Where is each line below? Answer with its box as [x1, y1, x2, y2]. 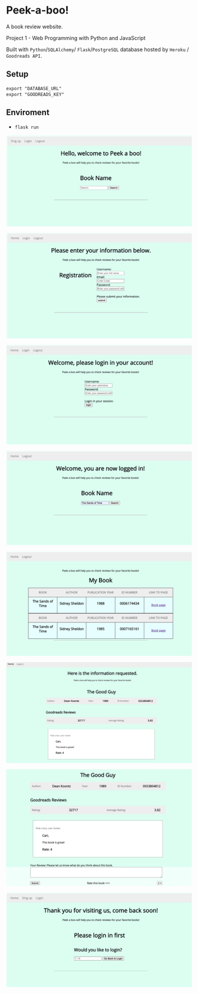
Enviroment [6, 107, 50, 118]
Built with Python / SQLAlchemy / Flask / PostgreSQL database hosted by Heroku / [6, 45, 189, 53]
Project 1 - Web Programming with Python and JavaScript [6, 34, 146, 41]
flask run [14, 124, 39, 130]
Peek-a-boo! [6, 4, 69, 17]
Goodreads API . [6, 52, 42, 59]
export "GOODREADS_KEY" [6, 91, 65, 97]
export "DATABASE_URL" [6, 85, 62, 91]
